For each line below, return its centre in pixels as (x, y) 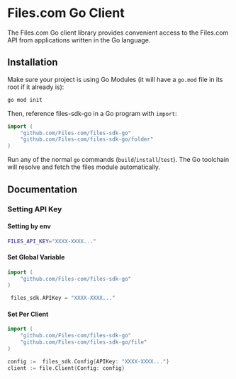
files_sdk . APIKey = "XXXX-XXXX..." (63, 298)
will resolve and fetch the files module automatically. (84, 167)
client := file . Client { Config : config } (66, 368)
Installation (33, 63)
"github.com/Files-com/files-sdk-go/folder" (87, 139)
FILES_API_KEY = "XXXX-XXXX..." (52, 241)
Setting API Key (35, 209)
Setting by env (29, 226)
